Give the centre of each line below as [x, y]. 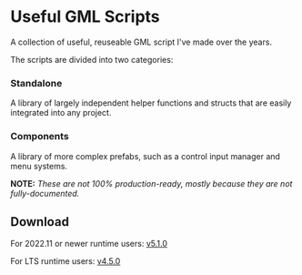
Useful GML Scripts [85, 17]
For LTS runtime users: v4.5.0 [65, 261]
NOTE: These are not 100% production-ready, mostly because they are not [151, 183]
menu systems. [39, 166]
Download [40, 222]
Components [40, 137]
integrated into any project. [61, 113]
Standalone [36, 83]
